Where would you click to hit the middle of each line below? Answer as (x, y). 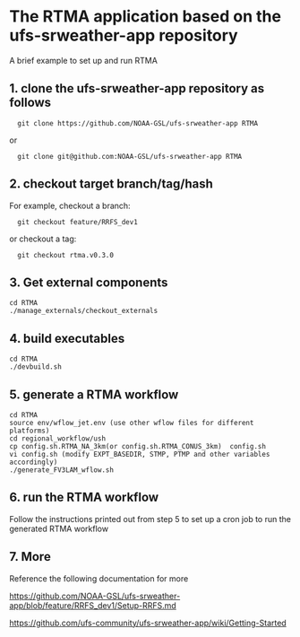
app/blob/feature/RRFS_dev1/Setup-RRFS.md (93, 605)
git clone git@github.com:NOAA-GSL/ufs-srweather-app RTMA (130, 156)
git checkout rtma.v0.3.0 (66, 255)
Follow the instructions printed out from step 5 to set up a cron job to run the (150, 519)
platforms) (30, 431)
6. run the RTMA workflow (84, 497)
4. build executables (67, 338)
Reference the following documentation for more (99, 578)
